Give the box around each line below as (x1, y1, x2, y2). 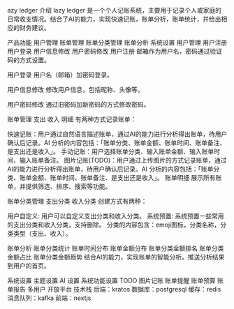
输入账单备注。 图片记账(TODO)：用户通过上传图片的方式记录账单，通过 (19, 156, 227, 164)
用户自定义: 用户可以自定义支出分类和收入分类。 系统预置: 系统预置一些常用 (7, 212, 224, 220)
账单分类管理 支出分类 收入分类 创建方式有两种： (7, 197, 147, 205)
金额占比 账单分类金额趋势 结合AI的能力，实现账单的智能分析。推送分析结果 (7, 253, 225, 261)
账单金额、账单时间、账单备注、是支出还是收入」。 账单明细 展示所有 (19, 174, 216, 181)
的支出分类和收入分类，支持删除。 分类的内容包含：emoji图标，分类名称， (7, 220, 221, 229)
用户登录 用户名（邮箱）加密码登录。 (7, 70, 113, 79)
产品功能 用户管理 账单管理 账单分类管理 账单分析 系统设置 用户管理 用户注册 (7, 38, 228, 47)
